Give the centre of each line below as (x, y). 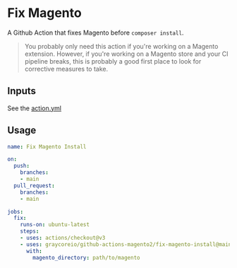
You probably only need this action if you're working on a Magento (121, 46)
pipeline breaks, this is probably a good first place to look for (113, 61)
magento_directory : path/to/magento (86, 257)
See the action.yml (35, 108)
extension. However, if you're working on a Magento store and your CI (126, 54)
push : (22, 166)
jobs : (15, 211)
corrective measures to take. (66, 69)
